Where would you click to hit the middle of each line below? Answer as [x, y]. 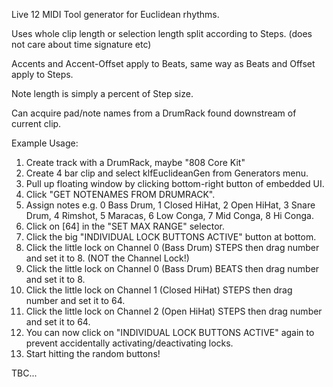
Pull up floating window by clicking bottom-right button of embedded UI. [175, 183]
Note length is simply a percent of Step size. [102, 93]
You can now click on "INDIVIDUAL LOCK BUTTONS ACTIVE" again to [170, 332]
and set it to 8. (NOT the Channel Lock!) [107, 258]
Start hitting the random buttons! [93, 353]
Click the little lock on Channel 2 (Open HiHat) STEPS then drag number [174, 311]
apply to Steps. [42, 74]
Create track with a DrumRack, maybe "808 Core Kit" [135, 162]
